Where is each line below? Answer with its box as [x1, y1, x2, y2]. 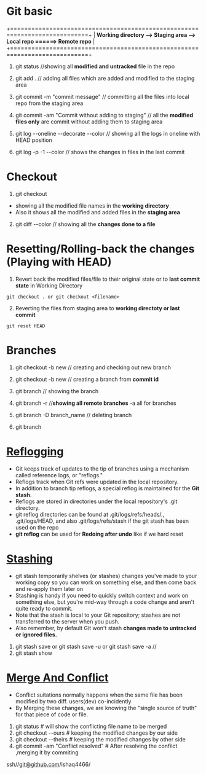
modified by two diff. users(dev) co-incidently [15, 697, 132, 705]
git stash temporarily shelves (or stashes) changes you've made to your [15, 572, 197, 579]
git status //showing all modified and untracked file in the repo [15, 63, 175, 70]
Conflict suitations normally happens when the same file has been [15, 691, 183, 698]
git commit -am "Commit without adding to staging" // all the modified [15, 111, 194, 119]
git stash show [15, 649, 53, 657]
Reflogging [6, 444, 64, 458]
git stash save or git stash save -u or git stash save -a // [15, 643, 157, 650]
